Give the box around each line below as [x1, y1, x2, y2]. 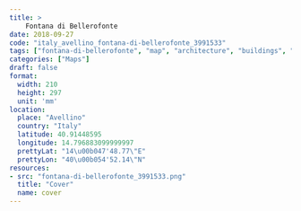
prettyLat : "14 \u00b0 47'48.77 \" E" [17, 146, 146, 155]
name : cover [17, 189, 63, 198]
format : [9, 72, 39, 81]
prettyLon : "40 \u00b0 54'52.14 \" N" [17, 154, 146, 164]
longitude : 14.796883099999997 [17, 138, 134, 147]
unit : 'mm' [17, 96, 58, 106]
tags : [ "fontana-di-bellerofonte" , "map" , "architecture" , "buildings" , [9, 47, 287, 56]
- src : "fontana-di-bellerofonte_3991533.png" [9, 171, 186, 180]
